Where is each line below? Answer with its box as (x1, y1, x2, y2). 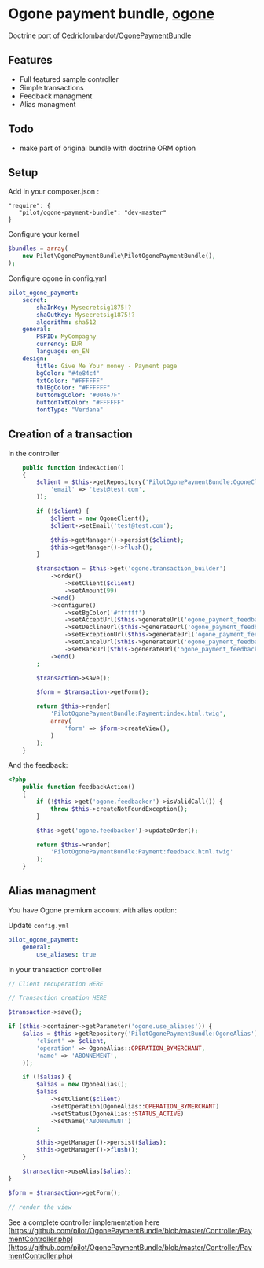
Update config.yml (8, 920, 69, 930)
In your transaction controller (8, 964, 102, 974)
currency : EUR (36, 340, 82, 348)
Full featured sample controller (19, 74, 119, 83)
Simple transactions (19, 83, 84, 92)
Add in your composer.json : (8, 186, 100, 197)
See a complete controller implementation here (8, 1217, 160, 1227)
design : (22, 355, 47, 363)
